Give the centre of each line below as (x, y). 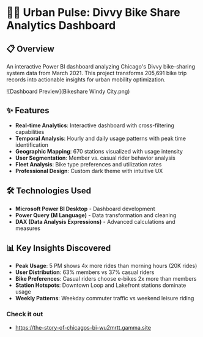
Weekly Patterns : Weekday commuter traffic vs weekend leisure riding (105, 298)
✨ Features (28, 110)
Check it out (25, 314)
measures (28, 228)
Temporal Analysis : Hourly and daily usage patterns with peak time (101, 138)
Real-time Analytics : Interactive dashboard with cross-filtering (94, 125)
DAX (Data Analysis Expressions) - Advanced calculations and (95, 221)
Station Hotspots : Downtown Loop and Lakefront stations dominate (101, 285)
